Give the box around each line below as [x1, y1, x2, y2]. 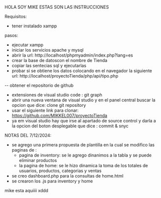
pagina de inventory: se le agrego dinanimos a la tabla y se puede [19, 152, 152, 158]
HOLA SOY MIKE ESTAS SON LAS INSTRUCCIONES [4, 4, 109, 10]
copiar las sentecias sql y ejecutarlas [11, 63, 87, 68]
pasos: [4, 33, 18, 38]
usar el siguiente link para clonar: [11, 107, 79, 113]
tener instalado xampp [11, 23, 57, 29]
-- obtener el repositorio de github [4, 82, 74, 88]
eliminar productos [19, 158, 57, 163]
